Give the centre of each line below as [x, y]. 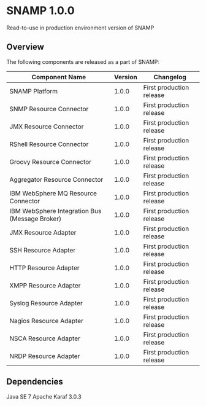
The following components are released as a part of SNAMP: [83, 61]
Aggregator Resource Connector [56, 179]
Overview [25, 47]
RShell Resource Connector [49, 144]
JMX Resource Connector [47, 127]
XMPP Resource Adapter [45, 285]
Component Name [59, 77]
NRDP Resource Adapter [45, 356]
